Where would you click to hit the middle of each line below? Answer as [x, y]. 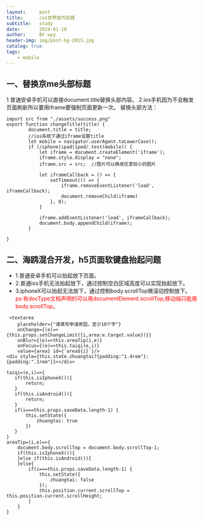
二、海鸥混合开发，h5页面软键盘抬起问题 [84, 260]
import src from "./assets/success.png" [59, 119]
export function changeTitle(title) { [56, 124]
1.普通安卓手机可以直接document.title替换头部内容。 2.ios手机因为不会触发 [100, 100]
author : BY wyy [31, 35]
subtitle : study [30, 23]
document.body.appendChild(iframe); [86, 223]
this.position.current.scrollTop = [84, 491]
